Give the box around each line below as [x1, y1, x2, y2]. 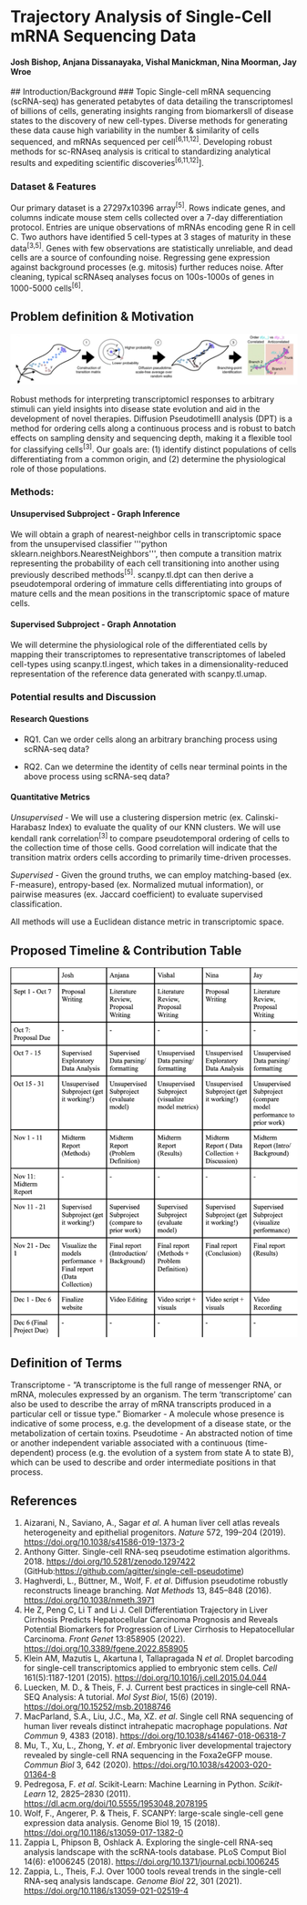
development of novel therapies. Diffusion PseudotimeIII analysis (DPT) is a [10, 413, 292, 424]
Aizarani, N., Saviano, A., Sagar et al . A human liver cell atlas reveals [23, 1518, 281, 1529]
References [10, 1493, 77, 1509]
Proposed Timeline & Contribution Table [10, 942, 242, 958]
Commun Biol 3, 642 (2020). [23, 1759, 131, 1770]
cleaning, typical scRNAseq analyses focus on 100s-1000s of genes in [10, 272, 274, 283]
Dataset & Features [10, 180, 97, 192]
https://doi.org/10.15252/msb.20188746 [23, 1702, 171, 1713]
